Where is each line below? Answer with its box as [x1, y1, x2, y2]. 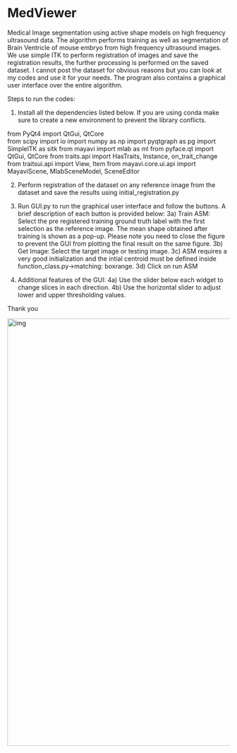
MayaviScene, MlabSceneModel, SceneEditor [7, 167, 140, 175]
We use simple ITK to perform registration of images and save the [7, 51, 199, 59]
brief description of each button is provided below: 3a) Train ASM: [17, 209, 210, 218]
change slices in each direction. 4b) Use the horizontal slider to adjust [17, 283, 221, 291]
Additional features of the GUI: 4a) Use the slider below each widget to [17, 275, 224, 284]
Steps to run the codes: [7, 94, 75, 103]
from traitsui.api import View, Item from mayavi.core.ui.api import [7, 159, 196, 167]
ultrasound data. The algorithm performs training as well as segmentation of [7, 35, 229, 44]
